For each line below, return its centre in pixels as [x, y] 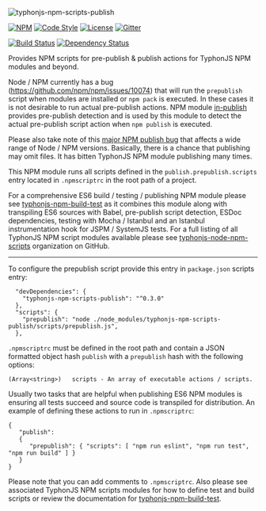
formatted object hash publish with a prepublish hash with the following [126, 356]
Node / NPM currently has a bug [61, 82]
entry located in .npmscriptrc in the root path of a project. [103, 180]
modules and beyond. [44, 67]
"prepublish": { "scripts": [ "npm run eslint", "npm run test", [139, 446]
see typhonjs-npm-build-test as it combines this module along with [118, 204]
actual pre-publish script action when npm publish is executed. [110, 124]
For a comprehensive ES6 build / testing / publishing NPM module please [127, 195]
